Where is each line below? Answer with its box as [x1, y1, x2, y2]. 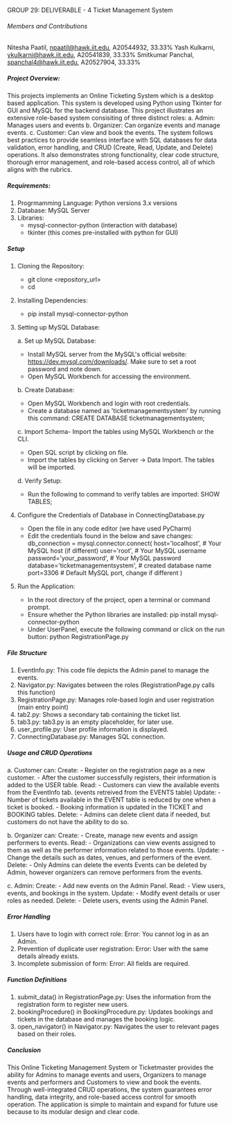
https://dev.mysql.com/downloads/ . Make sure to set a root [27, 357, 197, 366]
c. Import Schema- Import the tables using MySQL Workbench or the [17, 428, 215, 436]
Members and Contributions [7, 22, 88, 30]
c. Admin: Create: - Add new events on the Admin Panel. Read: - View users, [7, 882, 226, 890]
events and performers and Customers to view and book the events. [7, 1078, 202, 1086]
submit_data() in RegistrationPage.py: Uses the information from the [17, 992, 211, 1001]
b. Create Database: [17, 386, 75, 394]
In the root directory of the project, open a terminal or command [27, 596, 211, 604]
